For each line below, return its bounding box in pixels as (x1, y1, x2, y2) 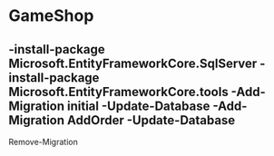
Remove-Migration (8, 137, 78, 147)
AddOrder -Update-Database (66, 112, 236, 128)
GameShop (8, 5, 94, 26)
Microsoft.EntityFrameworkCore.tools (8, 83, 229, 100)
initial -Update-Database (66, 98, 210, 113)
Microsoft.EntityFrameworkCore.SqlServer (8, 55, 258, 71)
